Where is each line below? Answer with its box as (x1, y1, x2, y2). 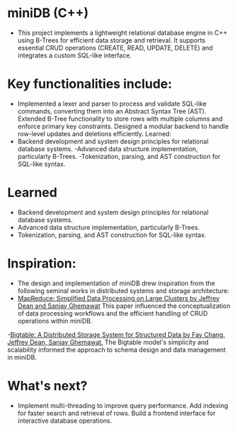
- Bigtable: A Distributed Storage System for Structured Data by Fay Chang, (7, 330, 225, 338)
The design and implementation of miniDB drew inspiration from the (17, 279, 216, 287)
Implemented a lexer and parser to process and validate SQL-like (17, 99, 207, 108)
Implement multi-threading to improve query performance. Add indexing (17, 401, 229, 409)
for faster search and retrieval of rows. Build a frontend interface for (17, 409, 216, 417)
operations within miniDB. (17, 316, 93, 325)
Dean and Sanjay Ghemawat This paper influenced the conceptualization (17, 301, 231, 310)
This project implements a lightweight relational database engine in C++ (17, 28, 228, 37)
